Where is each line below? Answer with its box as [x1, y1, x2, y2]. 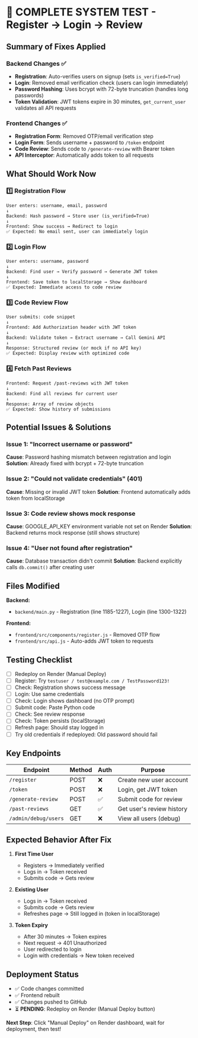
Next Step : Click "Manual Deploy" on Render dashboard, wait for [6, 1019, 165, 1026]
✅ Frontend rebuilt [14, 992, 60, 999]
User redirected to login [23, 946, 82, 953]
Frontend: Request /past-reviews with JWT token [6, 380, 129, 386]
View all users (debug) [117, 814, 181, 823]
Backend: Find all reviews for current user [6, 391, 118, 396]
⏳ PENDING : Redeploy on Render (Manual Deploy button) [14, 1005, 155, 1012]
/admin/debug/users [9, 815, 64, 822]
